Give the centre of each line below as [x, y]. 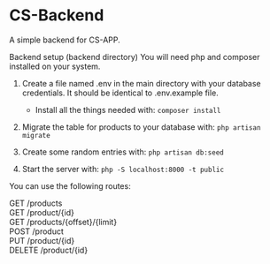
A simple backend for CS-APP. [65, 40]
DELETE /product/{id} [49, 250]
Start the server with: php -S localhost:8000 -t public [123, 169]
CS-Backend [57, 15]
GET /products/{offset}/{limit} [63, 222]
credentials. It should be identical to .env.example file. [120, 93]
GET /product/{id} [42, 212]
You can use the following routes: [70, 185]
